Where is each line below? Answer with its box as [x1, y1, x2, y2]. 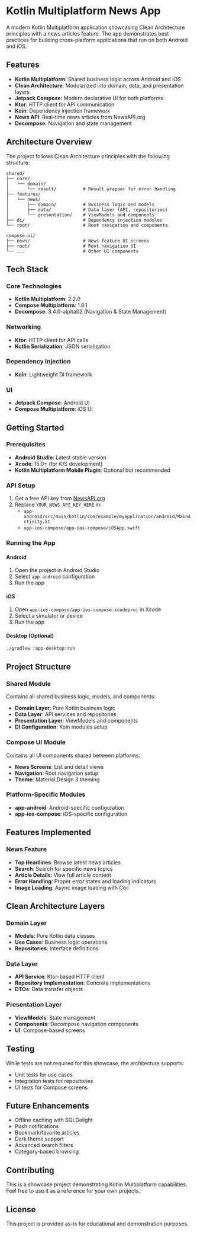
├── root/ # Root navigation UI [6, 243, 136, 249]
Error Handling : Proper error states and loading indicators [14, 877, 157, 884]
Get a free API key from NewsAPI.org [14, 495, 105, 502]
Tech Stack [6, 264, 49, 274]
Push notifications [14, 1123, 59, 1130]
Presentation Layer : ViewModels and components [14, 717, 138, 724]
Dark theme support [14, 1135, 64, 1142]
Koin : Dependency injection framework [14, 107, 111, 114]
